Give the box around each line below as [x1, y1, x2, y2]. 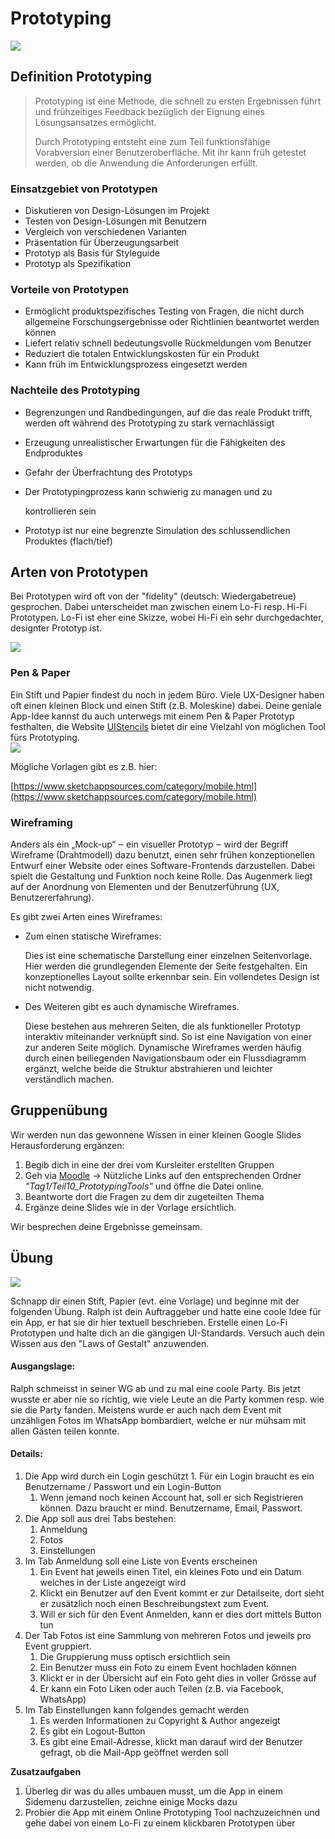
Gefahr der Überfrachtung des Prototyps [24, 466, 193, 478]
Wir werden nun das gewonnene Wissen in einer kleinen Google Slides [10, 1128, 302, 1141]
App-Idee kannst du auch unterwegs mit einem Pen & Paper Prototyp [10, 710, 295, 722]
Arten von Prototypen [10, 564, 149, 581]
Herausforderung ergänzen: [10, 1139, 125, 1151]
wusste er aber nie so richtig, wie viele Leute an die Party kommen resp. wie [10, 1393, 325, 1405]
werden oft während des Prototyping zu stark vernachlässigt [24, 417, 275, 429]
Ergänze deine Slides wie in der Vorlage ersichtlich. [24, 1201, 237, 1213]
